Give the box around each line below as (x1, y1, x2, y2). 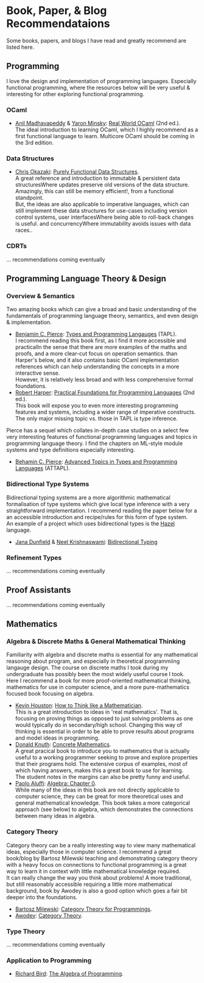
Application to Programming (6, 956, 92, 965)
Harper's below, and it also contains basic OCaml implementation (15, 356, 179, 364)
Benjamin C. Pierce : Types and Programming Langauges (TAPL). (15, 331, 177, 338)
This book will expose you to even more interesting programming (15, 402, 178, 410)
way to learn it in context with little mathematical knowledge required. (6, 867, 181, 875)
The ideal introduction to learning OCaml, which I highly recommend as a (15, 126, 199, 133)
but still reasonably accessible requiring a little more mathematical (6, 880, 172, 888)
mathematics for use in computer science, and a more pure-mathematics (6, 683, 190, 691)
